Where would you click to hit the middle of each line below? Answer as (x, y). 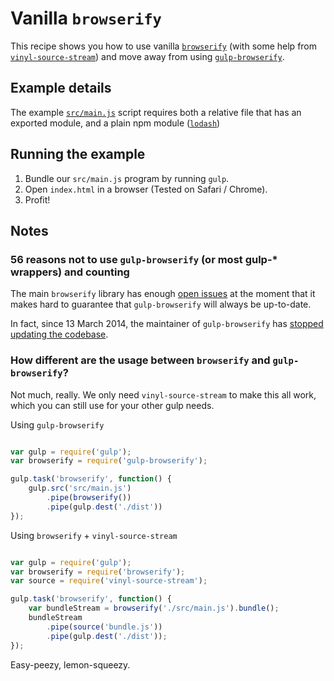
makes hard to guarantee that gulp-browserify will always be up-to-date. (161, 304)
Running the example (78, 154)
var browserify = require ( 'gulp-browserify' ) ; (109, 461)
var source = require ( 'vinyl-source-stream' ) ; (109, 581)
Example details (61, 88)
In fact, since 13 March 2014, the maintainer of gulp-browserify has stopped (167, 324)
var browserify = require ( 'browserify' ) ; (98, 572)
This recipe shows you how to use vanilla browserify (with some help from (164, 46)
